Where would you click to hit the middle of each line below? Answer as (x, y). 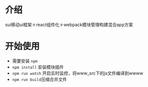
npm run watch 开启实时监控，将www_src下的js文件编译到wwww (78, 73)
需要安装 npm (25, 61)
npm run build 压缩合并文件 (40, 79)
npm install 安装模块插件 (38, 67)
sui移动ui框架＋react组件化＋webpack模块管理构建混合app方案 (69, 25)
